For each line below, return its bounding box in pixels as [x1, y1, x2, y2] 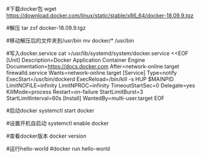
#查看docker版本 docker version [6, 132, 87, 139]
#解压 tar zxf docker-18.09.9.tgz [6, 25, 86, 31]
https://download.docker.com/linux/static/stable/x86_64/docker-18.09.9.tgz [6, 12, 194, 19]
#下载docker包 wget [6, 5, 57, 12]
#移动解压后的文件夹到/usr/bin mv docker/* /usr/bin [6, 37, 134, 44]
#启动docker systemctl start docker [6, 107, 94, 114]
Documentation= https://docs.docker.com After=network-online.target [6, 63, 179, 70]
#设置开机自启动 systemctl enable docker [6, 120, 110, 127]
